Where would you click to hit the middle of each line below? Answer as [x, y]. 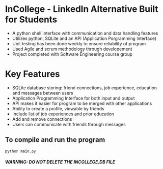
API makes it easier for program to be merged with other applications [82, 103]
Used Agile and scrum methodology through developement [72, 49]
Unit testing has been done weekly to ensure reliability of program [79, 43]
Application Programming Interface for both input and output [73, 98]
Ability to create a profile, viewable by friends [58, 108]
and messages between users [43, 93]
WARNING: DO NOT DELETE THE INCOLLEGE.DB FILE [60, 162]
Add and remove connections [42, 119]
